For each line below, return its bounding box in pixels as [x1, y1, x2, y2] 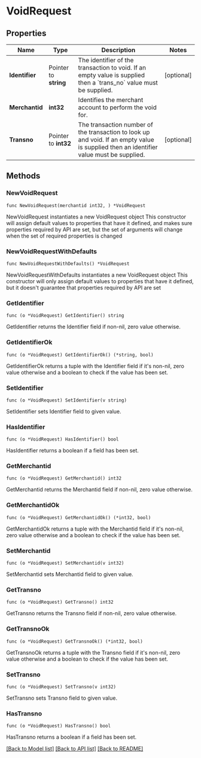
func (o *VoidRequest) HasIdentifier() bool [6, 436, 119, 442]
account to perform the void [78, 103, 157, 112]
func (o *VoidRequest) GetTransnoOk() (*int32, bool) [6, 638, 144, 645]
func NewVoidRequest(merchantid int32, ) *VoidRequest [6, 202, 146, 208]
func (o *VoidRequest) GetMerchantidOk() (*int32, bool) [6, 514, 151, 520]
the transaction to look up [78, 128, 150, 136]
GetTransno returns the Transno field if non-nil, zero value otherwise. [6, 610, 177, 617]
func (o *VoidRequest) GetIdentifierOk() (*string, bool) [6, 352, 154, 358]
